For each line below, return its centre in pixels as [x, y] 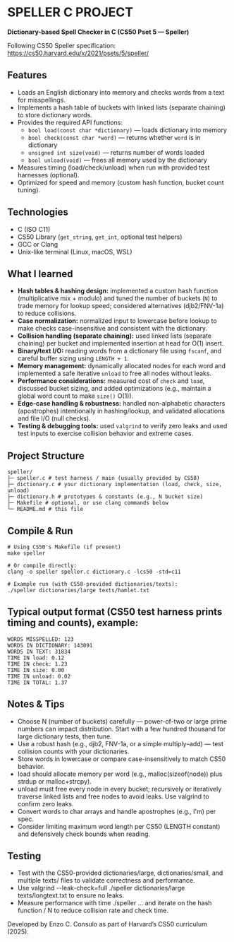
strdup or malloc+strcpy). [54, 781]
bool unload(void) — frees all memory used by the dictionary [118, 160]
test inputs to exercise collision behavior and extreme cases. [105, 434]
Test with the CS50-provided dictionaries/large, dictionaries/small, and [120, 873]
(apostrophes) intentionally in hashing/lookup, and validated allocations [121, 411]
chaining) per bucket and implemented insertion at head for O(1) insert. [121, 343]
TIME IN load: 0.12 [36, 658]
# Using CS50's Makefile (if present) [64, 547]
